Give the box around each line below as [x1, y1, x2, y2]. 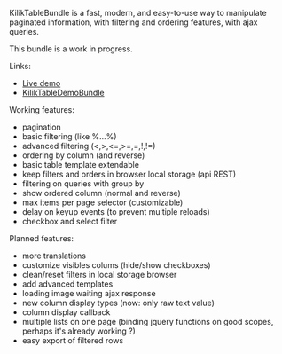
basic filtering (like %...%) [21, 131, 117, 141]
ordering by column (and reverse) [21, 150, 145, 161]
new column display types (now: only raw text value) [21, 297, 215, 308]
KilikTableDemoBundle [21, 88, 105, 98]
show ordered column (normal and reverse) [21, 188, 182, 198]
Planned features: [9, 233, 74, 243]
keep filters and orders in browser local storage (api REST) [21, 169, 237, 179]
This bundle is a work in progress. [9, 43, 133, 54]
